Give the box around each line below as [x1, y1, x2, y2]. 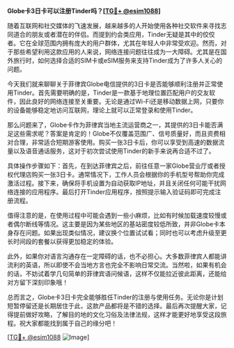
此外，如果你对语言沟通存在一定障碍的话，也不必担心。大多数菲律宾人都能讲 [7, 252, 227, 260]
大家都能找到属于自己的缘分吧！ [25, 319, 117, 327]
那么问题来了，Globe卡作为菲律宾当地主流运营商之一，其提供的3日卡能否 [7, 121, 217, 129]
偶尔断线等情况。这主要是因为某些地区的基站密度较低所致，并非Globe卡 [13, 220, 219, 228]
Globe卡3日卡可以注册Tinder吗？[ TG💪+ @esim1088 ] [7, 7, 161, 15]
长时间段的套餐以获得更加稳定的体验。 [7, 237, 117, 246]
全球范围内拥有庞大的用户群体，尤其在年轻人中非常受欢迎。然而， [31, 39, 221, 47]
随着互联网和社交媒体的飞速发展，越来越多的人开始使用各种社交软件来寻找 [7, 22, 221, 30]
